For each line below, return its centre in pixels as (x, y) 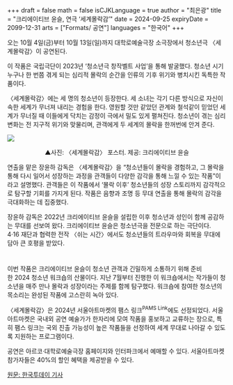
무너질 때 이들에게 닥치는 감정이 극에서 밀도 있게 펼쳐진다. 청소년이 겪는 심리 (123, 116)
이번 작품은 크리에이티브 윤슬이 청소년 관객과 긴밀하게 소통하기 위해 (98, 269)
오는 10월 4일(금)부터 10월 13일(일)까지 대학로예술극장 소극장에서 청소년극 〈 (112, 43)
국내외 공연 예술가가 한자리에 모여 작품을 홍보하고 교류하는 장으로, (126, 319)
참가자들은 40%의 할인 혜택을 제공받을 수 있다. (71, 360)
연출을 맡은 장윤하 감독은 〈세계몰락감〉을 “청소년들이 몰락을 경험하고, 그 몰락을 (116, 167)
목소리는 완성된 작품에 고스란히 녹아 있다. (63, 295)
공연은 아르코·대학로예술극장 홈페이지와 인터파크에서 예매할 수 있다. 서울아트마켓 (116, 351)
